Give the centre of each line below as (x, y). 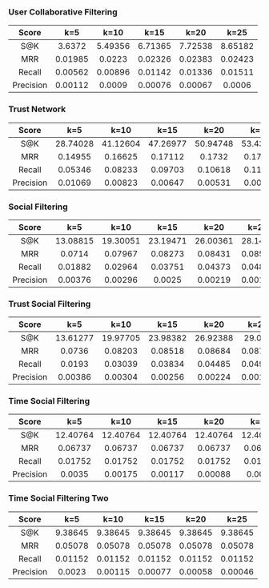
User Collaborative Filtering (63, 12)
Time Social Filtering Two (58, 498)
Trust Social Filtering (50, 304)
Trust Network (37, 109)
